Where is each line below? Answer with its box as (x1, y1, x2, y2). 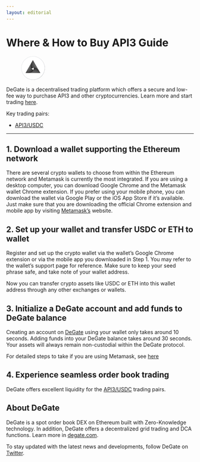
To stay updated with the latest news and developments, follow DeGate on (6, 443, 189, 450)
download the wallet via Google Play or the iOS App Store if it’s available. (6, 194, 185, 202)
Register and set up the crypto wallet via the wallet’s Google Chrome (6, 250, 174, 257)
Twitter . (6, 449, 25, 456)
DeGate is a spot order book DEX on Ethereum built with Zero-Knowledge (6, 419, 186, 426)
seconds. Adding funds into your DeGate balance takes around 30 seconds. (6, 335, 192, 342)
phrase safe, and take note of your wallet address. (6, 268, 130, 276)
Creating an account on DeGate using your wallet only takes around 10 (6, 329, 179, 335)
